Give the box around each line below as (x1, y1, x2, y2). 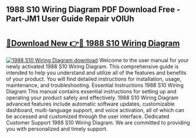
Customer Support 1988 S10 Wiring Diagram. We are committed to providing (6, 119, 191, 126)
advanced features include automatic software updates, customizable (6, 100, 175, 107)
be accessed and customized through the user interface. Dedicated (6, 113, 170, 120)
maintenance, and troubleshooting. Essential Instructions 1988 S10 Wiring (6, 82, 184, 89)
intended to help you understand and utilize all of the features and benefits (6, 69, 187, 76)
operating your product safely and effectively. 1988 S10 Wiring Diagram (6, 94, 179, 101)
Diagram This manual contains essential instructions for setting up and (6, 88, 177, 95)
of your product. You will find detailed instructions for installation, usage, (6, 76, 182, 82)
